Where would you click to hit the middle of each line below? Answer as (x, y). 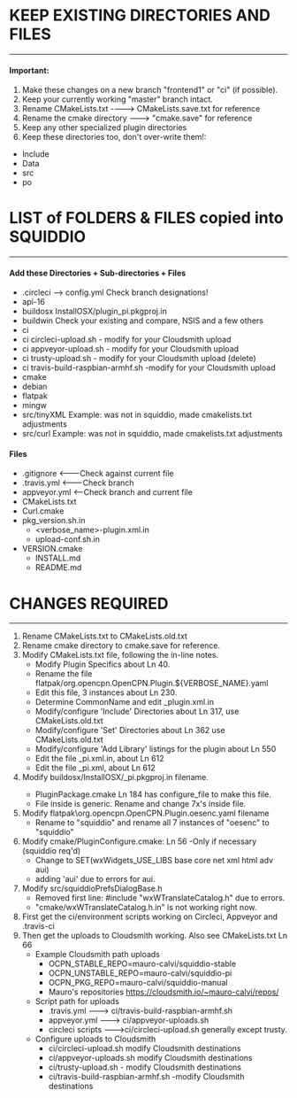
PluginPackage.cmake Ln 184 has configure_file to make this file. (153, 794)
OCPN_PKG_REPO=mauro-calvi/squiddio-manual (138, 983)
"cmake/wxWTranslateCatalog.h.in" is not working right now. (146, 908)
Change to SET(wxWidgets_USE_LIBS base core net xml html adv (154, 861)
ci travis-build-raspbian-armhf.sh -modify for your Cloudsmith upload (148, 367)
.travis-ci (38, 926)
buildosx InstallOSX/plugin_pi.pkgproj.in (95, 312)
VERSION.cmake (52, 549)
